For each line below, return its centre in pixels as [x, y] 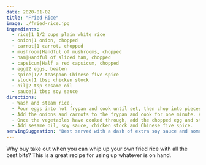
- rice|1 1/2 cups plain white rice [59, 35]
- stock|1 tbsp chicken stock [50, 80]
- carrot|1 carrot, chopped [48, 46]
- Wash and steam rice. [42, 103]
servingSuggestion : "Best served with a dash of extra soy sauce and [97, 131]
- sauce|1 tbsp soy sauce [45, 92]
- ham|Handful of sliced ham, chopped [62, 57]
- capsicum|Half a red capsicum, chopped [66, 63]
